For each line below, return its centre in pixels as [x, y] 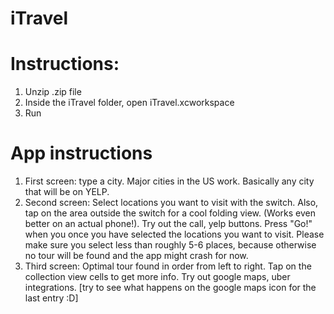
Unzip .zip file [53, 92]
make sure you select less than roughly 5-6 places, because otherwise [170, 245]
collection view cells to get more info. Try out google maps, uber [157, 277]
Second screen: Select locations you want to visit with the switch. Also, [171, 203]
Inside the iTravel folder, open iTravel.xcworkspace [129, 103]
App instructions [81, 153]
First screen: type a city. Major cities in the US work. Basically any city [169, 181]
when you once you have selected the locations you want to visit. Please [174, 234]
